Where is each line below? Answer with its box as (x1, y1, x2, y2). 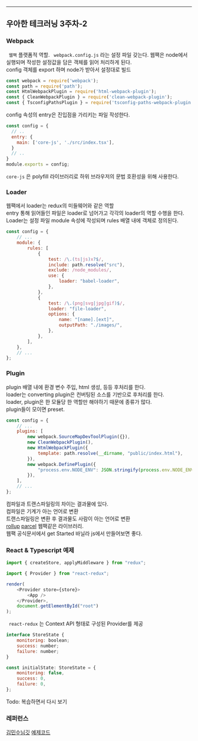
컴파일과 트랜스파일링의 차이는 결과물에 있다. (6, 500, 109, 507)
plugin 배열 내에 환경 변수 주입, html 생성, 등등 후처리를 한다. (6, 383, 146, 390)
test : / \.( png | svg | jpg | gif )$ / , (48, 300, 126, 306)
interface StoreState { (6, 632, 65, 638)
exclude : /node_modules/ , (48, 267, 112, 273)
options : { (48, 311, 75, 317)
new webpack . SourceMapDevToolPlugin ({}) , (27, 434, 131, 440)
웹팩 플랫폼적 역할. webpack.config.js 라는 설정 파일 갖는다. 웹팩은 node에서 (8, 51, 188, 58)
